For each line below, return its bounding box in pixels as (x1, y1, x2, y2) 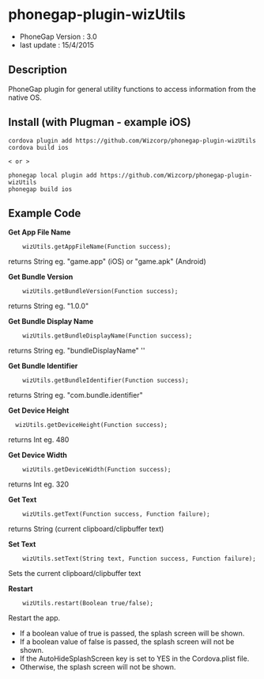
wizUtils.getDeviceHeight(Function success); (15, 422, 168, 429)
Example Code (8, 206, 81, 219)
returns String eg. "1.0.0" (8, 301, 89, 311)
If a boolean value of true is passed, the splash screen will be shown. (19, 628, 245, 639)
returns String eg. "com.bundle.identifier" (8, 391, 144, 400)
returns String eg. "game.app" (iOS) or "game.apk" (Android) (8, 257, 207, 266)
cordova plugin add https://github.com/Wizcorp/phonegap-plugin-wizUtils (8, 136, 257, 144)
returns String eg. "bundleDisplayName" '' (8, 346, 145, 356)
